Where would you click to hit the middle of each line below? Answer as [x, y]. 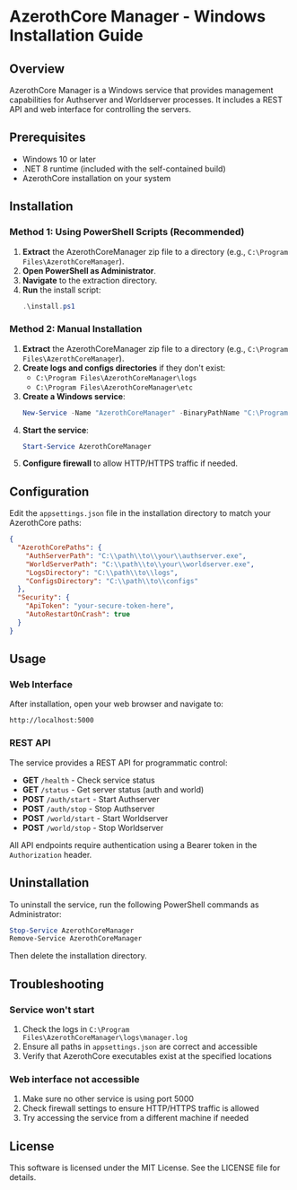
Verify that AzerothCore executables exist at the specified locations [147, 1055]
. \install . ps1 [48, 306]
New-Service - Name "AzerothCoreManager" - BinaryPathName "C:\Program [155, 413]
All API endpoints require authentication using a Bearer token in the [133, 844]
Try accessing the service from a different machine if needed [135, 1118]
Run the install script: [61, 290]
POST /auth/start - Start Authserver [91, 799]
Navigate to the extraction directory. [90, 280]
